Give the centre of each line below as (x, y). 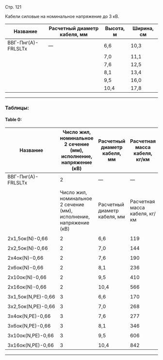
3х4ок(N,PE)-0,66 (29, 316)
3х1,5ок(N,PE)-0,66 (31, 297)
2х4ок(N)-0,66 (25, 258)
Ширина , (143, 28)
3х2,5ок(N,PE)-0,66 (31, 307)
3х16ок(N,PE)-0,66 (31, 345)
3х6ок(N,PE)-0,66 (29, 326)
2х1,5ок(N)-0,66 (28, 239)
